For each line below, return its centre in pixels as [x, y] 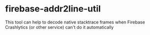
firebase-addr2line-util [53, 9]
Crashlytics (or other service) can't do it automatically [59, 27]
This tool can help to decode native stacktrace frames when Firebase [75, 22]
